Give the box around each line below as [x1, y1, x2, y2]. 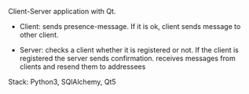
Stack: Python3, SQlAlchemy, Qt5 [8, 78, 116, 86]
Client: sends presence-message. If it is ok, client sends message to [19, 22, 241, 31]
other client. [19, 31, 59, 39]
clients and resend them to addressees [19, 62, 146, 71]
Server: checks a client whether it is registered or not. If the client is [19, 45, 240, 54]
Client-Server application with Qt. [8, 7, 116, 16]
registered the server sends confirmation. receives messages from [19, 54, 236, 63]
